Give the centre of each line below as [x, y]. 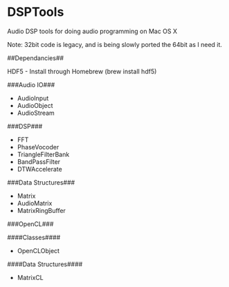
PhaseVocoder [38, 147]
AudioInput [33, 98]
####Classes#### [34, 237]
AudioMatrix [35, 203]
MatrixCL [30, 277]
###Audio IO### [31, 84]
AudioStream [36, 113]
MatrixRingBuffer [41, 210]
